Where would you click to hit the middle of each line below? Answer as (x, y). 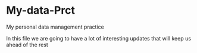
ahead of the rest (27, 45)
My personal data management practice (55, 27)
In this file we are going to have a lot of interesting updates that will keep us (99, 38)
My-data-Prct (41, 10)
